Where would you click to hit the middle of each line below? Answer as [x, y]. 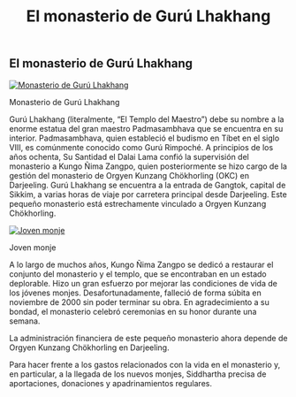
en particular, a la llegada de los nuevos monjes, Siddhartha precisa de [138, 374]
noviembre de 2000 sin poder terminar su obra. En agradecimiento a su [139, 302]
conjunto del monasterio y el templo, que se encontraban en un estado [138, 274]
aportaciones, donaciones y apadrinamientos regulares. [110, 383]
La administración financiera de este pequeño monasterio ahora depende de [148, 338]
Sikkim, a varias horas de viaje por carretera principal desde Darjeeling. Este [148, 194]
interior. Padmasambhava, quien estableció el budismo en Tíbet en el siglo [144, 138]
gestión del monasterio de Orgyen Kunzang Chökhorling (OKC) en [129, 175]
